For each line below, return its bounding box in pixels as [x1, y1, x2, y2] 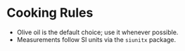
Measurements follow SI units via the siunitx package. [16, 35, 177, 43]
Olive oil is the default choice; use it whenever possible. [16, 28, 179, 36]
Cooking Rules [6, 5, 94, 21]
